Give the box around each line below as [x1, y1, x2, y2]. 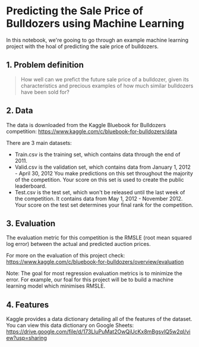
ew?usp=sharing [6, 335, 48, 342]
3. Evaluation [6, 218, 56, 228]
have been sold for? [20, 88, 70, 96]
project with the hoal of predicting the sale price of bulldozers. [6, 43, 159, 50]
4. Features [6, 299, 49, 310]
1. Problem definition [6, 60, 84, 70]
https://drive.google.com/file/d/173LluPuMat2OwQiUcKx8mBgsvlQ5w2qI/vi [6, 328, 191, 335]
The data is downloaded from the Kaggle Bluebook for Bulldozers [6, 121, 166, 128]
